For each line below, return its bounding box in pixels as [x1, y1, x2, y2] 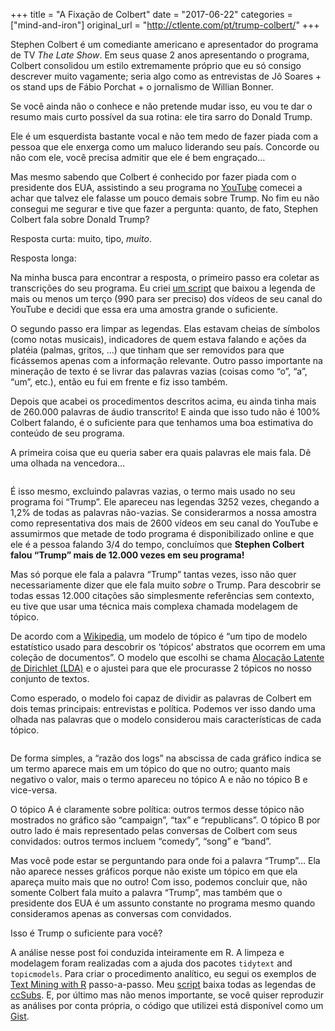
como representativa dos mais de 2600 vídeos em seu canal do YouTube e [10, 517, 319, 529]
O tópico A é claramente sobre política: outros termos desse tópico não [10, 804, 305, 815]
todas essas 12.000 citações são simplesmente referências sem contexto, [10, 590, 315, 601]
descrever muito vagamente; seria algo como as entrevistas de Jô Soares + [10, 70, 322, 82]
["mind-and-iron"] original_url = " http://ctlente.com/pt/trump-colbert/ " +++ [10, 19, 320, 31]
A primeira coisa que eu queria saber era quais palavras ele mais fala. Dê [10, 447, 312, 458]
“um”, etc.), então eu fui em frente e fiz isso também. [10, 376, 228, 388]
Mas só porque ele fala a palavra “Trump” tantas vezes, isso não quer [10, 569, 297, 580]
